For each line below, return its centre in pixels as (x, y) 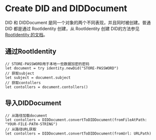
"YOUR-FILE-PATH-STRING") (31, 124)
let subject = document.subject (38, 78)
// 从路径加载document (26, 115)
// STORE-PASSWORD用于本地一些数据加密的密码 (47, 64)
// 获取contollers (23, 83)
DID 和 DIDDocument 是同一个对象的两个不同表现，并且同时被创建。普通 (78, 22)
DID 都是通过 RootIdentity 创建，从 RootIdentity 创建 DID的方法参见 (72, 28)
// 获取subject (20, 73)
